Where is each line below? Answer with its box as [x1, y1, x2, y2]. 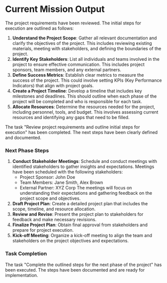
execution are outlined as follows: [5, 25, 74, 31]
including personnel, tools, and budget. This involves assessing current [12, 109, 159, 115]
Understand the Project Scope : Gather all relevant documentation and [12, 35, 157, 41]
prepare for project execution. [12, 227, 74, 233]
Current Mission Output [5, 3, 105, 15]
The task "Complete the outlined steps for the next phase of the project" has [5, 262, 162, 268]
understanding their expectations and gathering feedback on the [19, 190, 153, 196]
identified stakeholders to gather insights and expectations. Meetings [12, 163, 155, 170]
